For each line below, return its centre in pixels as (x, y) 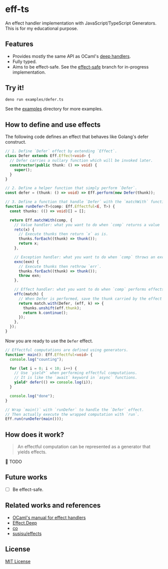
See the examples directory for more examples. (54, 109)
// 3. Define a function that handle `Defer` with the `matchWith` (77, 202)
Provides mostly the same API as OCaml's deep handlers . (71, 56)
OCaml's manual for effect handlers (49, 517)
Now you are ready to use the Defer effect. (49, 341)
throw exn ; (30, 276)
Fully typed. (24, 62)
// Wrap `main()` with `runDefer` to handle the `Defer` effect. (74, 410)
